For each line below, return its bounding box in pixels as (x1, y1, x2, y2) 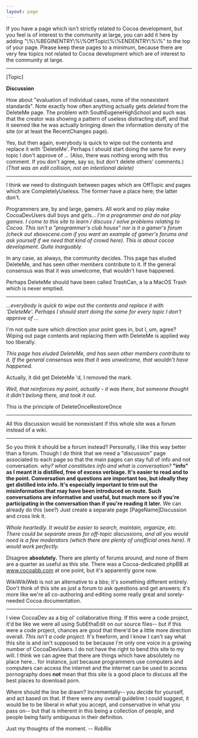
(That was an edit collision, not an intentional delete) (6, 164, 134, 171)
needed (6, 597, 25, 604)
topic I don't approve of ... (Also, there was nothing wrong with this (6, 151, 169, 158)
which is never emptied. (6, 284, 64, 292)
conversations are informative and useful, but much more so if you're (6, 493, 180, 500)
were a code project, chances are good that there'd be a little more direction (6, 626, 192, 633)
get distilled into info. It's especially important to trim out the (6, 481, 158, 488)
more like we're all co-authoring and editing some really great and (6, 591, 166, 598)
